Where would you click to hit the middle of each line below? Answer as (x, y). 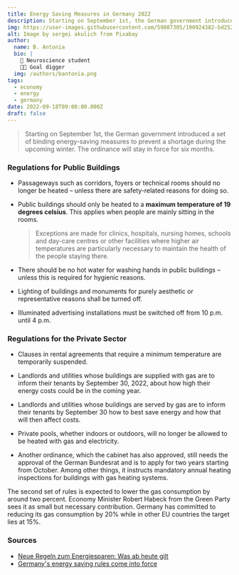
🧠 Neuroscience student (55, 61)
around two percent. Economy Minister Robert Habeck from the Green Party (119, 499)
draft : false (27, 113)
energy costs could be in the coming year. (79, 391)
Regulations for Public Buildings (64, 167)
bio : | (23, 54)
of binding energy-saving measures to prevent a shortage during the (125, 141)
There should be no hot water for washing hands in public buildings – (119, 270)
